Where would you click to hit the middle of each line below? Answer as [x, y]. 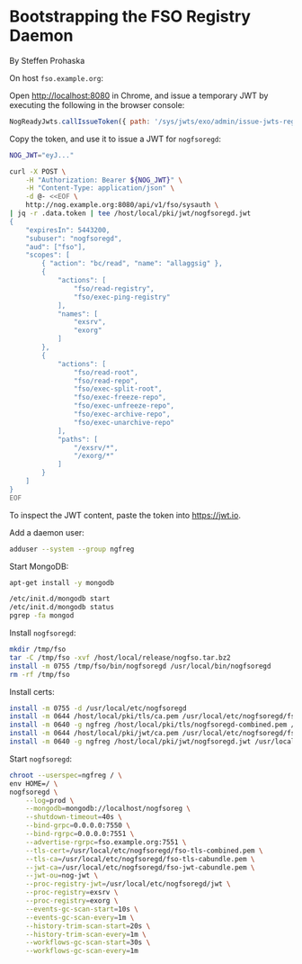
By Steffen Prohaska [47, 60]
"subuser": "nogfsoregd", [74, 239]
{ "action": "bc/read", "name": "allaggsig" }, [132, 264]
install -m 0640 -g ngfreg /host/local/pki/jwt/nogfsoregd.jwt [130, 742]
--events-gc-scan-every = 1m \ [80, 917]
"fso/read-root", [106, 372]
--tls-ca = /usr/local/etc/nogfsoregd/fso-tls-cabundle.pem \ [140, 859]
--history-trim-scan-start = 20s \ [88, 926]
